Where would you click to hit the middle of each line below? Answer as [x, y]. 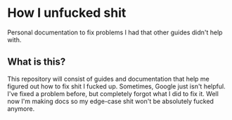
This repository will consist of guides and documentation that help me [108, 79]
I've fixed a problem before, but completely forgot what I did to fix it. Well [113, 93]
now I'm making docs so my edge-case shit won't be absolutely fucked [111, 101]
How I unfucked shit [67, 13]
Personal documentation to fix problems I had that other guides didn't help [115, 32]
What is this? [37, 62]
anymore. [21, 108]
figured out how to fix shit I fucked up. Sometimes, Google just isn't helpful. [117, 86]
